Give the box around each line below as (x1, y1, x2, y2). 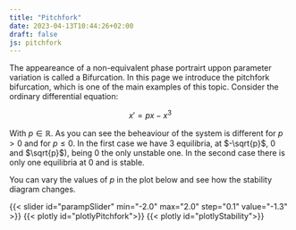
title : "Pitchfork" (9, 13, 82, 22)
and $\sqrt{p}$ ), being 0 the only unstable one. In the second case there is (9, 147, 286, 158)
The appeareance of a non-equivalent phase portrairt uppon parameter (9, 63, 273, 73)
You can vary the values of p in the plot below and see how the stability (9, 174, 273, 184)
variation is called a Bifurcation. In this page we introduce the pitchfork (9, 72, 270, 83)
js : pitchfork (9, 38, 63, 47)
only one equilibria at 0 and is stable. (9, 157, 145, 167)
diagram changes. (9, 183, 76, 194)
